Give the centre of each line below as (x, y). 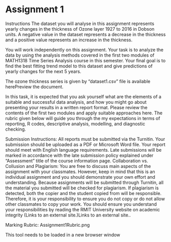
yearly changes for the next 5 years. (43, 71)
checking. (16, 129)
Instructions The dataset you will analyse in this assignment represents (80, 23)
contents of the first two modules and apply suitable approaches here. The (84, 113)
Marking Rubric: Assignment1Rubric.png (48, 225)
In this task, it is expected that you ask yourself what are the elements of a (83, 96)
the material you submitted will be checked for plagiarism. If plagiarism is (82, 188)
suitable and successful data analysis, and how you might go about (76, 102)
